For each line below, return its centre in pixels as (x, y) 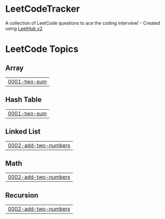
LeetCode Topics (42, 49)
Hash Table (23, 100)
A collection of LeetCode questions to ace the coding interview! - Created (83, 23)
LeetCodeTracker (43, 9)
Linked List (23, 131)
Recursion (22, 195)
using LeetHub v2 (24, 28)
